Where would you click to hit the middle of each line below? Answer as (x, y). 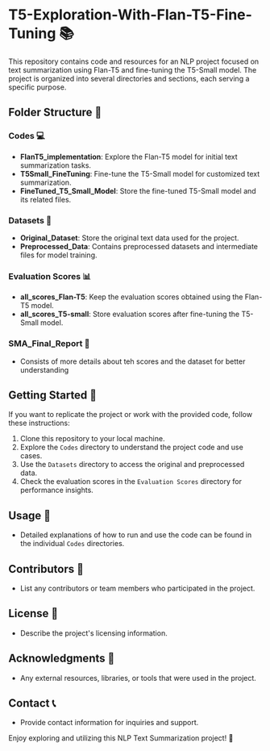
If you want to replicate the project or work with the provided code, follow (130, 415)
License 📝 (33, 613)
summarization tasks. (55, 165)
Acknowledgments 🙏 (62, 659)
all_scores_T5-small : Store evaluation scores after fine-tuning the (130, 314)
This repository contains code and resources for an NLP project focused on (134, 61)
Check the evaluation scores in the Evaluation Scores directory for (131, 482)
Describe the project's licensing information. (93, 633)
